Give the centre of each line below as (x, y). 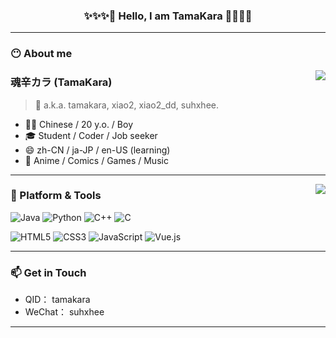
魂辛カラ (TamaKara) (61, 82)
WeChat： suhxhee (64, 312)
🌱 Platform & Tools (56, 196)
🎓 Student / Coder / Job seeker (91, 135)
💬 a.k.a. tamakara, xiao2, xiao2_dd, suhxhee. (126, 105)
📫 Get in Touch (48, 272)
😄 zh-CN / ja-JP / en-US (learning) (97, 150)
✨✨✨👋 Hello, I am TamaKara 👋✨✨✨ (168, 16)
